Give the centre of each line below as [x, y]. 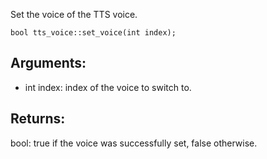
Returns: [38, 119]
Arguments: [48, 63]
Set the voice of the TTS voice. [74, 14]
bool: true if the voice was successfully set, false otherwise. [134, 143]
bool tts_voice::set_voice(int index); [93, 33]
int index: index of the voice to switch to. [108, 87]
